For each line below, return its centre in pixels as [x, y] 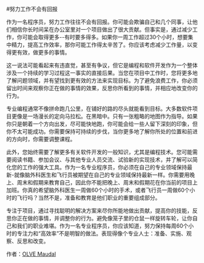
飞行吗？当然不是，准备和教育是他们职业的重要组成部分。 [89, 198]
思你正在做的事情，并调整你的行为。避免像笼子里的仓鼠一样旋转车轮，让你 [99, 218]
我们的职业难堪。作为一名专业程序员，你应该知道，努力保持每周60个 [103, 226]
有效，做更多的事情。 [43, 52]
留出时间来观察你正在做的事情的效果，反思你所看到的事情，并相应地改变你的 [102, 88]
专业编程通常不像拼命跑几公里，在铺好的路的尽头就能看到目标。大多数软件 [99, 109]
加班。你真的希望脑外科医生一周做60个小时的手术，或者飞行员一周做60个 [98, 190]
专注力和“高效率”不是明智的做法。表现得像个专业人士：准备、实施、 [102, 233]
